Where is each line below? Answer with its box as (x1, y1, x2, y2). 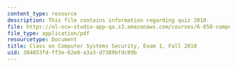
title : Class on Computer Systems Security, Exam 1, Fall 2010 (7, 43, 197, 50)
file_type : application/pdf (7, 29, 90, 37)
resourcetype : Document (7, 36, 78, 43)
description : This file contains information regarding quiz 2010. (7, 17, 210, 24)
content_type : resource (7, 10, 78, 17)
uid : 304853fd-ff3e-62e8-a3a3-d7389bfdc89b (7, 50, 138, 57)
